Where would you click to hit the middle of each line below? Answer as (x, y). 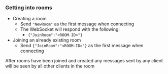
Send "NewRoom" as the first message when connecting (77, 24)
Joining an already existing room (47, 40)
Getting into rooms (29, 8)
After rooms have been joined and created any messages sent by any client (84, 61)
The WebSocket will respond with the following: (70, 29)
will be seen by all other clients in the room (50, 66)
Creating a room (29, 19)
